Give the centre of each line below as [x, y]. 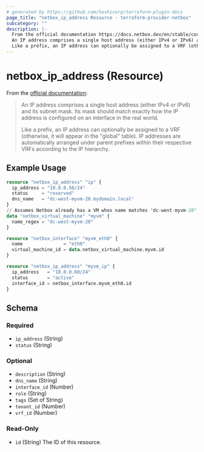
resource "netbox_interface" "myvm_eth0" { [62, 238]
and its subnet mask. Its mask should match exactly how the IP [100, 111]
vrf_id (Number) [36, 413]
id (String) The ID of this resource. [58, 442]
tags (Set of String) [39, 400]
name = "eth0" [49, 244]
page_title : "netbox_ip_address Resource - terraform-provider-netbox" [99, 18]
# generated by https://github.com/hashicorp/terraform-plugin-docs [95, 12]
